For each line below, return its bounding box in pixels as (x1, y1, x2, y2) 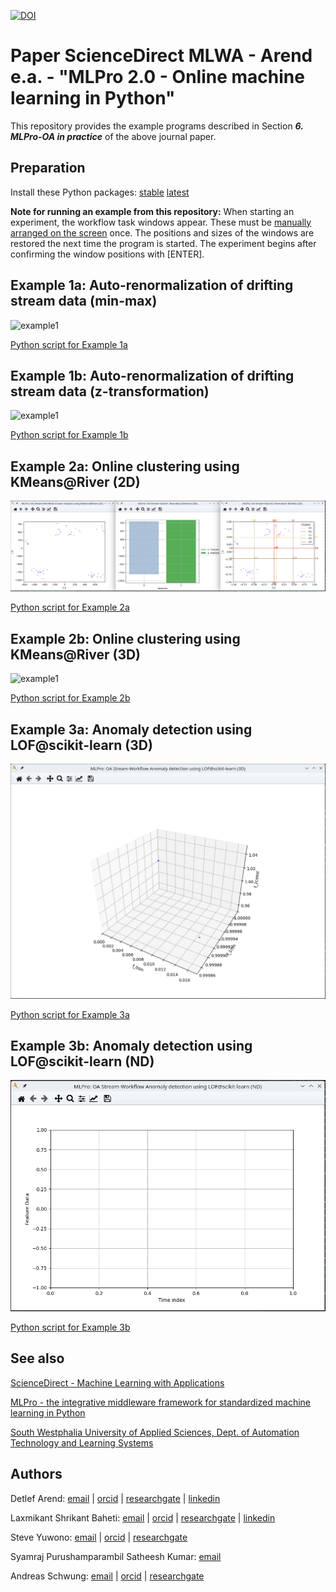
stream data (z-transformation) (10, 383, 210, 400)
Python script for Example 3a (10, 1008, 130, 1020)
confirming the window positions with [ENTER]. (10, 248, 205, 260)
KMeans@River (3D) (10, 646, 142, 663)
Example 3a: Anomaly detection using (10, 721, 253, 738)
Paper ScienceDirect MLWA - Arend (10, 45, 313, 67)
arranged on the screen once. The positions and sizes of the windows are (10, 226, 315, 239)
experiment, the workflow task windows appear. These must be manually (10, 216, 312, 228)
